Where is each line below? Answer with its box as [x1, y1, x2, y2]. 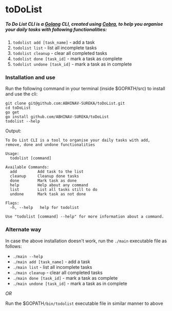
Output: [5, 128, 22, 134]
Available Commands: [5, 165, 50, 170]
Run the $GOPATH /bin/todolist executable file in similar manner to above [5, 300, 163, 306]
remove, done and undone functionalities [5, 142, 95, 147]
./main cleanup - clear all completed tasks [12, 269, 103, 276]
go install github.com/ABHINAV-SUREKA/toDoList [5, 114, 109, 120]
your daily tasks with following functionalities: [5, 26, 107, 32]
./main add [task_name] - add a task [12, 258, 90, 265]
